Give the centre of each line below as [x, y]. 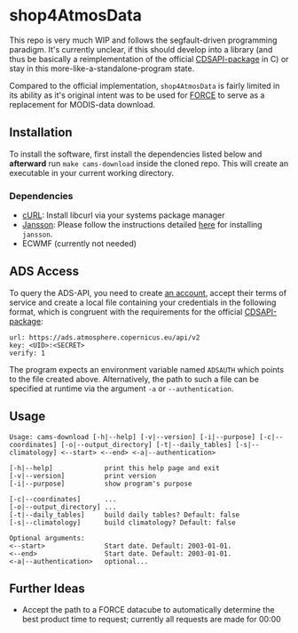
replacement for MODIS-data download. [82, 104]
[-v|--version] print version [83, 476]
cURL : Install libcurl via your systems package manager [123, 215]
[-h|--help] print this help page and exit [114, 468]
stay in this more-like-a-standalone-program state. [102, 68]
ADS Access [44, 272]
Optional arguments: [47, 538]
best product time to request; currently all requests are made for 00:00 [151, 620]
